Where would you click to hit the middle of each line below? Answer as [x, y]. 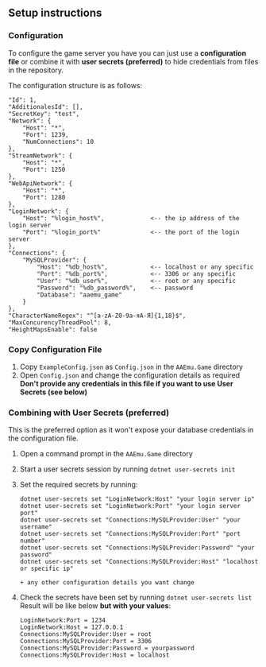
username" [36, 527]
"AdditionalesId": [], [46, 107]
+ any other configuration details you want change [107, 583]
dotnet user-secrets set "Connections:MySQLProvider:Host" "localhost [139, 562]
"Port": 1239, [46, 134]
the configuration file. [43, 438]
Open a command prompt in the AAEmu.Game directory [106, 454]
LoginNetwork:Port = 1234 [62, 620]
